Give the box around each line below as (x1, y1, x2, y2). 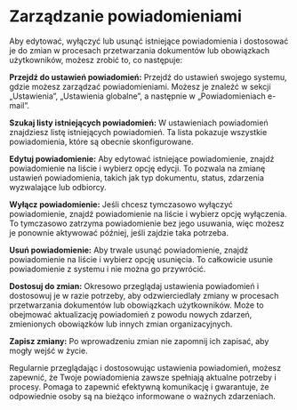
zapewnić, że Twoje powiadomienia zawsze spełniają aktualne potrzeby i (9, 372, 277, 382)
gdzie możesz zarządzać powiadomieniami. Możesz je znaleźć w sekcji (9, 81, 271, 92)
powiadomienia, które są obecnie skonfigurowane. (9, 136, 194, 147)
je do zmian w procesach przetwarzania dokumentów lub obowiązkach (9, 44, 269, 55)
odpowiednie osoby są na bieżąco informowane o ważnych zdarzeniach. (9, 390, 276, 401)
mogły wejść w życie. (9, 345, 88, 356)
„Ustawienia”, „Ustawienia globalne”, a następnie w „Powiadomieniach (9, 91, 266, 101)
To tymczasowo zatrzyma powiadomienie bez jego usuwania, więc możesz (9, 218, 285, 229)
